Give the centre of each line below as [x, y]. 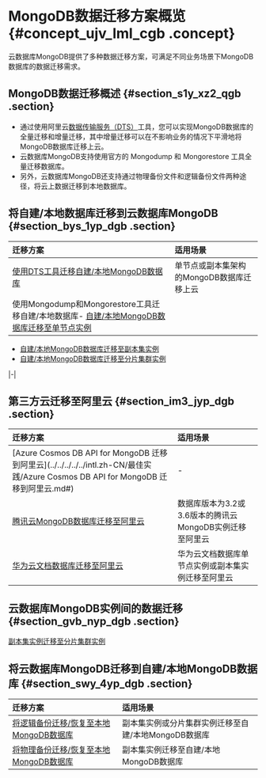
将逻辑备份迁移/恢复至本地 [61, 723]
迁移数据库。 [47, 166]
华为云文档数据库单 [213, 554]
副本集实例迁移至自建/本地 [171, 750]
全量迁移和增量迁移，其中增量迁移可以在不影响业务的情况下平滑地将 [131, 136]
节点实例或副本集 [209, 566]
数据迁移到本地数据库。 [93, 186]
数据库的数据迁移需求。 [46, 66]
